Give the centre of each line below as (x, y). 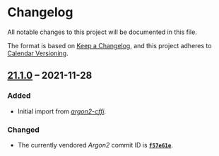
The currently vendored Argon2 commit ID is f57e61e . (95, 145)
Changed (24, 130)
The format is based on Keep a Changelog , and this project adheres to (109, 45)
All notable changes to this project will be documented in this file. (102, 32)
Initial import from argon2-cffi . (62, 111)
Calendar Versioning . (38, 53)
